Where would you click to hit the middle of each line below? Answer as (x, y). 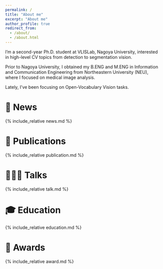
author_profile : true (28, 24)
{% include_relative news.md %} (39, 121)
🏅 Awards (25, 247)
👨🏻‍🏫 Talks (26, 175)
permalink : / (19, 10)
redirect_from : (21, 28)
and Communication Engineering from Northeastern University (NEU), (77, 72)
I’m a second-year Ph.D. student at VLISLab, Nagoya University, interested (81, 52)
